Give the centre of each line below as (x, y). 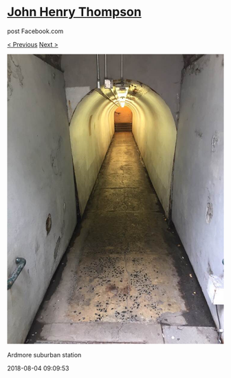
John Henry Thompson (75, 12)
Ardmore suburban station (44, 355)
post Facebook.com (35, 31)
